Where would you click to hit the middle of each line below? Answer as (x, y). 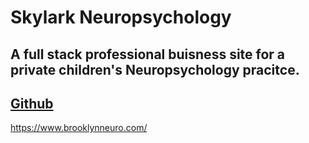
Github (32, 103)
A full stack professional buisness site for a (148, 54)
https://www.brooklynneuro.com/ (79, 128)
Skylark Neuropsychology (121, 17)
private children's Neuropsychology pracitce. (155, 69)
